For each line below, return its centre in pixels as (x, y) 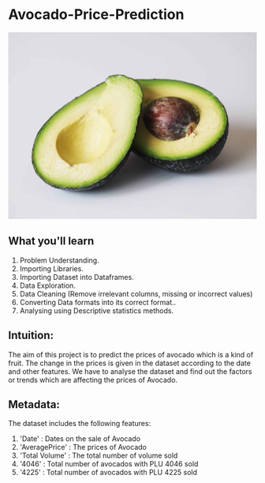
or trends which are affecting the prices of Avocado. (93, 379)
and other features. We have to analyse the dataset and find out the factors (130, 371)
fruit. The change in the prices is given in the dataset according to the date (129, 363)
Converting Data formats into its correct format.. (98, 302)
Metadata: (34, 404)
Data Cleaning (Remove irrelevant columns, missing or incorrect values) (136, 293)
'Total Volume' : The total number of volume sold (99, 455)
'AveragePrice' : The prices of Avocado (83, 447)
